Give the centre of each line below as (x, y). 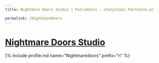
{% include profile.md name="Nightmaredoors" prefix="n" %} (68, 56)
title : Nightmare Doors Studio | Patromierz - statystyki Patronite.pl (79, 9)
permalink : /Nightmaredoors (34, 18)
